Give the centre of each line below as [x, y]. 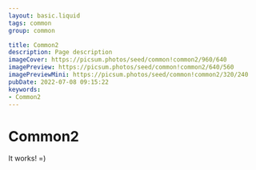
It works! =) [27, 158]
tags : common [30, 23]
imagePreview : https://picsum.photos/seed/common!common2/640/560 [121, 67]
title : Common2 [34, 45]
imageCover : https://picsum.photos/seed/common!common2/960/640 [118, 60]
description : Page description [60, 53]
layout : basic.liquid [44, 16]
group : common [32, 30]
